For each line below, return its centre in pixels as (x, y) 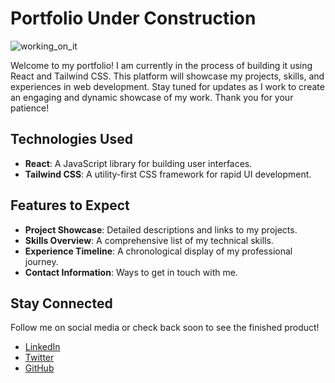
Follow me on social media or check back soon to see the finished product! (165, 328)
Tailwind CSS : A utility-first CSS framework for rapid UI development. (168, 174)
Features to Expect (70, 205)
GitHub (39, 368)
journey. (41, 261)
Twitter (39, 358)
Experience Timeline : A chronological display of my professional (158, 251)
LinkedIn (42, 347)
